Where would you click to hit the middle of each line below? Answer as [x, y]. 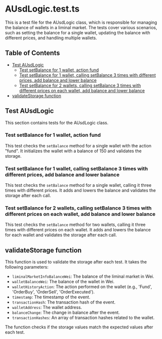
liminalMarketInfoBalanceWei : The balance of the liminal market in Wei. [83, 276]
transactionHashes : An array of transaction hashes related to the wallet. [83, 318]
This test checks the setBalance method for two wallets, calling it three [75, 225]
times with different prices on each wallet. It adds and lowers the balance [78, 230]
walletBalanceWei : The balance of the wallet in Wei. [63, 282]
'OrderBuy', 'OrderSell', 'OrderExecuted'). [53, 292]
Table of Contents [33, 53]
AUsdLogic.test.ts [42, 9]
